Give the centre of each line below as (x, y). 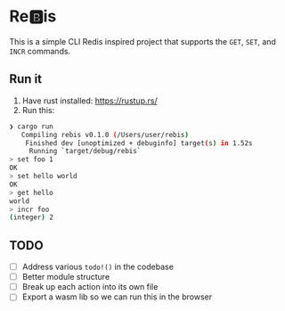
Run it (26, 79)
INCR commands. (40, 51)
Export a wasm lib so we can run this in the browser (117, 297)
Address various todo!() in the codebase (98, 267)
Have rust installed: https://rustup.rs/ (90, 101)
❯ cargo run (31, 127)
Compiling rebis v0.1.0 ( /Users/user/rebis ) (105, 135)
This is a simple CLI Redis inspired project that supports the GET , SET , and (142, 41)
